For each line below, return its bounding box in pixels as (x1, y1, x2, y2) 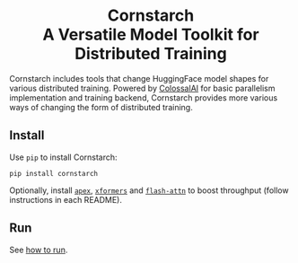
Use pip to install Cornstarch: (9, 152, 118, 162)
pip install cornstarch (9, 169, 99, 178)
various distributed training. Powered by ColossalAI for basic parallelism (9, 83, 276, 93)
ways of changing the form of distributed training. (9, 101, 193, 112)
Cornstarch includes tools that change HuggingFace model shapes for (9, 73, 269, 83)
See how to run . (9, 244, 68, 255)
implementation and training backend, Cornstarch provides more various (9, 92, 278, 103)
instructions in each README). (9, 194, 123, 205)
